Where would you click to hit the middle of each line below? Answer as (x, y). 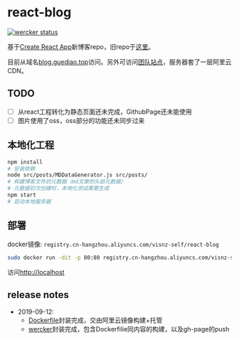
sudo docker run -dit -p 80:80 (54, 257)
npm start (22, 195)
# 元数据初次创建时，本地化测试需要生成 (58, 188)
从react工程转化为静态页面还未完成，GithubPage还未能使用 (105, 112)
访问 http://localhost (36, 272)
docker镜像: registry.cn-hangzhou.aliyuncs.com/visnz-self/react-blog (113, 244)
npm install (25, 162)
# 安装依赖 (21, 169)
